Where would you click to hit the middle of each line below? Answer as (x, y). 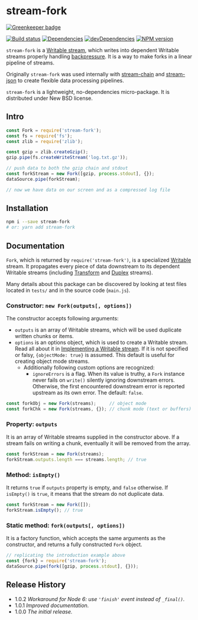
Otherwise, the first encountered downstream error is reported (108, 387)
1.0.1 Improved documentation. (52, 605)
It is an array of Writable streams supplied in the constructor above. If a (93, 437)
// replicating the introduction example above (66, 556)
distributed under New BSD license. (50, 98)
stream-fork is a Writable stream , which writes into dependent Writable (92, 50)
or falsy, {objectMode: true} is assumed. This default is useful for (95, 355)
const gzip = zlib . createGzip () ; (47, 152)
